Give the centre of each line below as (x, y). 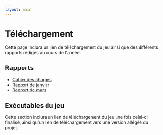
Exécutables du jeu (35, 105)
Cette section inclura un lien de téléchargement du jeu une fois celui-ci (76, 117)
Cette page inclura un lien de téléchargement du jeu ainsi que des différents (81, 47)
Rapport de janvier (31, 85)
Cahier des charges (32, 80)
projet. (12, 128)
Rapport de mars (29, 90)
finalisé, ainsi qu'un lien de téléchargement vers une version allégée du (77, 122)
